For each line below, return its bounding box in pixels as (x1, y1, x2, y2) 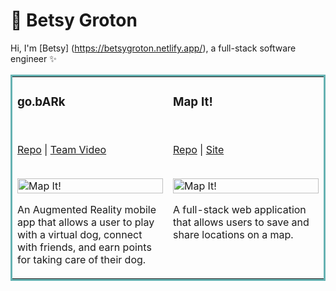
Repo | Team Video (17, 142, 107, 156)
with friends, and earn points (17, 240, 152, 254)
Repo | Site (173, 142, 225, 156)
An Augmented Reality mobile (17, 202, 157, 216)
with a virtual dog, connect (17, 227, 143, 241)
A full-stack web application (173, 202, 307, 216)
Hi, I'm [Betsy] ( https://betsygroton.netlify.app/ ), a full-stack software (10, 42, 297, 54)
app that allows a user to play (17, 215, 155, 229)
